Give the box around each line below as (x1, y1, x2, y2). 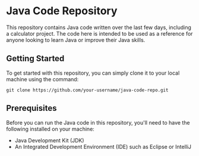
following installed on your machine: (6, 125, 95, 132)
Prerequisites (6, 103, 57, 113)
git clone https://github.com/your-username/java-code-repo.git (6, 87, 169, 93)
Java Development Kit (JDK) (14, 136, 84, 144)
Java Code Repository (6, 4, 118, 18)
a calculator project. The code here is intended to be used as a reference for (6, 30, 193, 37)
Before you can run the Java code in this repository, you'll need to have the (6, 119, 190, 126)
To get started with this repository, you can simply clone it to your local (6, 69, 180, 77)
